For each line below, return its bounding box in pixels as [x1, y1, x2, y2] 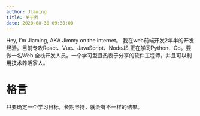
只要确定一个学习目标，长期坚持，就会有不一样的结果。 [6, 103, 143, 111]
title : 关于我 [6, 14, 39, 20]
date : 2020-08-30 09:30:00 [6, 20, 74, 26]
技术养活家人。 [11, 59, 49, 66]
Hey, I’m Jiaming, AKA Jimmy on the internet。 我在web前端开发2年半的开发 [6, 37, 195, 44]
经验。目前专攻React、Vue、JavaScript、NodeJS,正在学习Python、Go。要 [6, 44, 192, 51]
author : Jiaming [6, 8, 47, 15]
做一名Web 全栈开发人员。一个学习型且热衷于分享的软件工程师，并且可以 [6, 52, 187, 59]
